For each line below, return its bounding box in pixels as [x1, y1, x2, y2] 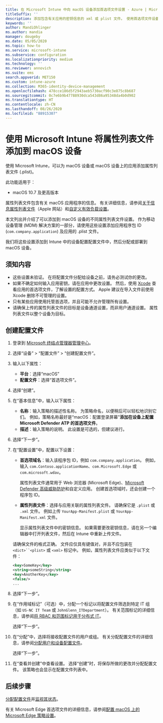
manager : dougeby [5, 35, 41, 39]
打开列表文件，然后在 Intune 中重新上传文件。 [32, 531, 124, 537]
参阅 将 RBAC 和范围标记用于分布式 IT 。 [25, 613, 104, 619]
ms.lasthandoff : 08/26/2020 [5, 106, 62, 112]
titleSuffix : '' [5, 12, 38, 17]
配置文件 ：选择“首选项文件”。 [19, 377, 79, 383]
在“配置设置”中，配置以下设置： [12, 447, 76, 453]
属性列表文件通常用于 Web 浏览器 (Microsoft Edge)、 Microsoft [19, 480, 145, 486]
